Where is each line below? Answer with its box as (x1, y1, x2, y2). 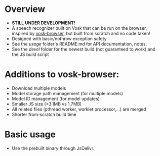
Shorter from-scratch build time (11, 111, 77, 117)
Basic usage (4, 129, 56, 140)
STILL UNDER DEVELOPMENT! (11, 20, 76, 26)
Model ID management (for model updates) (11, 96, 100, 102)
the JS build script (11, 51, 49, 57)
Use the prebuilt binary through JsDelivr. (11, 145, 95, 151)
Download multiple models (11, 85, 66, 91)
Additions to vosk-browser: (4, 69, 120, 80)
